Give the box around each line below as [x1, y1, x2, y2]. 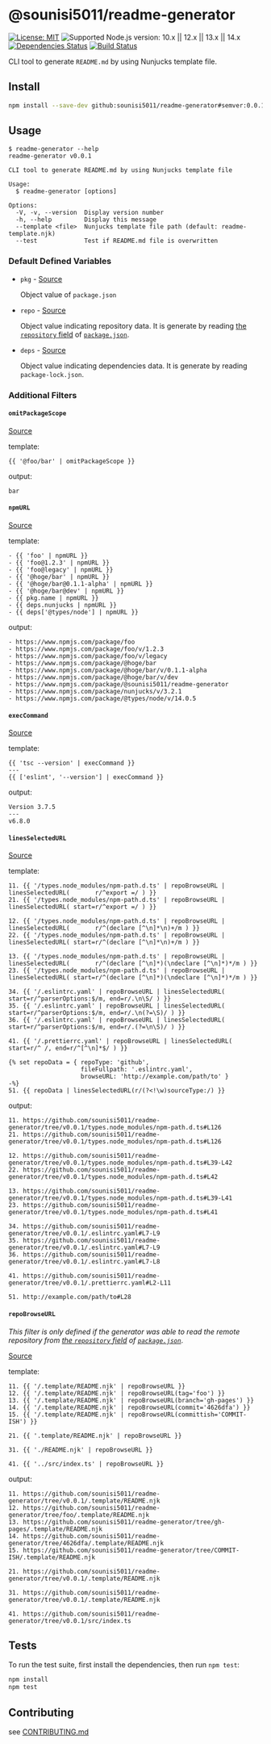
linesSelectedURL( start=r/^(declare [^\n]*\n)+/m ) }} [8, 938, 200, 946]
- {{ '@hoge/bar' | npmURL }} [8, 573, 110, 581]
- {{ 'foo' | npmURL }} [8, 551, 89, 560]
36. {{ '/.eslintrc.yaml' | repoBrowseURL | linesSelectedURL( [8, 1016, 226, 1025]
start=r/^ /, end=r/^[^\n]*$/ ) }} [8, 1044, 128, 1053]
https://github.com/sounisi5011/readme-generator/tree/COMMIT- [23, 1546, 240, 1554]
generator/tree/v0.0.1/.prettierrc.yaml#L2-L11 [8, 1279, 172, 1287]
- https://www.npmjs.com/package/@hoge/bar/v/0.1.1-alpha [8, 666, 207, 675]
